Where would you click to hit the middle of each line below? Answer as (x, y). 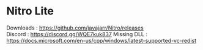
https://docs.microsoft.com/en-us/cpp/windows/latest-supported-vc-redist (102, 40)
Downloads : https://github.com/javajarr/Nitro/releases (75, 28)
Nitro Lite (30, 11)
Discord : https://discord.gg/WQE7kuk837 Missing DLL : (77, 34)
